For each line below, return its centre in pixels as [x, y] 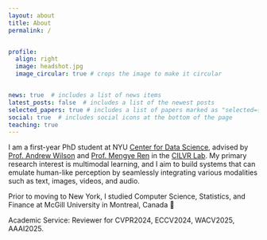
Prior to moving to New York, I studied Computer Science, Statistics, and [127, 196]
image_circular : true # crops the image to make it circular [119, 74]
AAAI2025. [26, 229]
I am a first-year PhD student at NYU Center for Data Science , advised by [128, 147]
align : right [37, 59]
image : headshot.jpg [49, 67]
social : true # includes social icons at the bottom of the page [120, 117]
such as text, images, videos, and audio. [74, 181]
